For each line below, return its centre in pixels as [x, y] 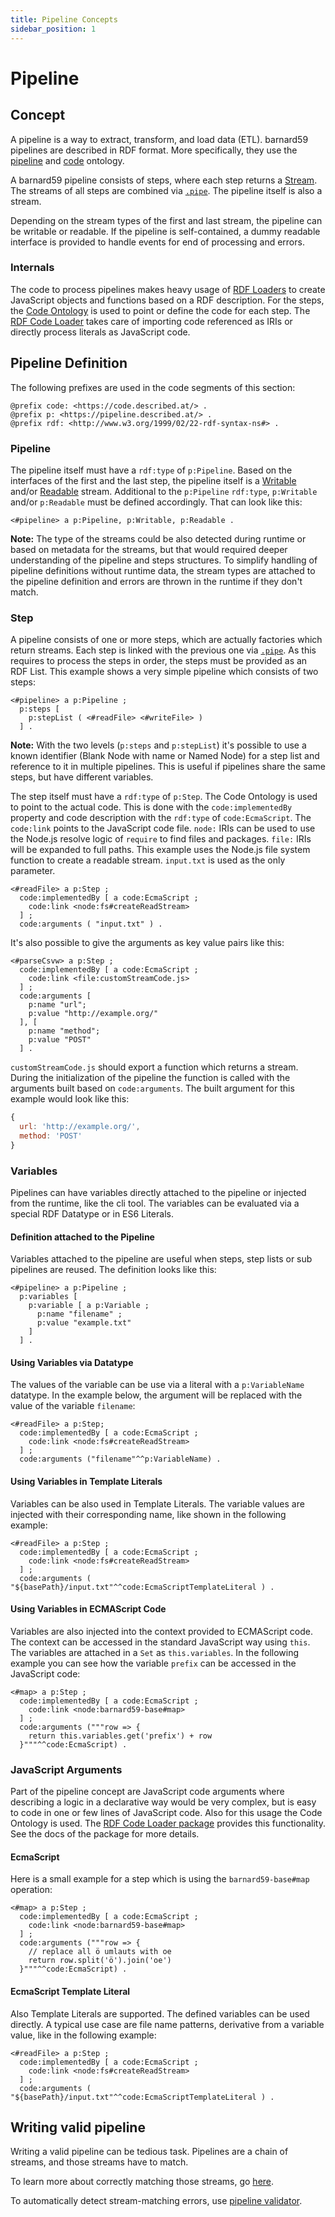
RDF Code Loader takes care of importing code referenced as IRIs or [151, 321]
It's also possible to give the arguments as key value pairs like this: [147, 943]
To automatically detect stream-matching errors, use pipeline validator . [156, 2201]
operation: [31, 1890]
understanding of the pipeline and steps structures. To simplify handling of [164, 560]
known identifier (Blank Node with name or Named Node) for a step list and [165, 756]
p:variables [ [48, 1297]
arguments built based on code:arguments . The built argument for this [152, 1088]
